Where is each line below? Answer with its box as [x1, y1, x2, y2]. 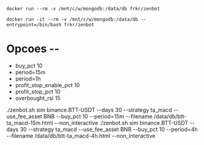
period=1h [15, 75, 41, 82]
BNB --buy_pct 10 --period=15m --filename [43, 113, 153, 120]
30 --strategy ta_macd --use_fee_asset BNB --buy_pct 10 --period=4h [20, 126, 198, 133]
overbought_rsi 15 [15, 94, 61, 102]
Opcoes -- [6, 42, 60, 56]
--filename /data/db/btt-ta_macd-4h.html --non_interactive [6, 132, 156, 140]
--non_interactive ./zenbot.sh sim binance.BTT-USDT [54, 119, 189, 126]
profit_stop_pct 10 [15, 88, 61, 95]
